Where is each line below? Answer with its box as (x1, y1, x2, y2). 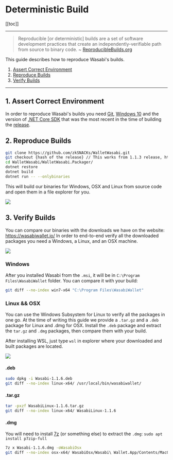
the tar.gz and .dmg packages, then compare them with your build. (5, 328, 147, 334)
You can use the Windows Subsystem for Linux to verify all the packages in (5, 311, 165, 317)
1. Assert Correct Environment (5, 97, 105, 106)
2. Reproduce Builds (5, 136, 72, 145)
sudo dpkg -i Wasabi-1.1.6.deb (5, 376, 73, 381)
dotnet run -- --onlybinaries (5, 174, 71, 179)
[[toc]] (5, 21, 19, 27)
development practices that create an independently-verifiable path (18, 41, 162, 47)
